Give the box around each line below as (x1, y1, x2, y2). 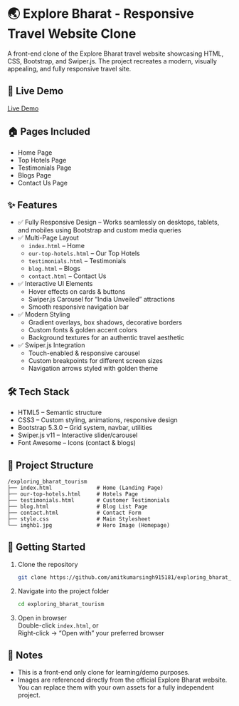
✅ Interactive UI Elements (17, 280, 93, 288)
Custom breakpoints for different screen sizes (28, 357, 164, 365)
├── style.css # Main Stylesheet (7, 516, 152, 523)
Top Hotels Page (17, 155, 67, 164)
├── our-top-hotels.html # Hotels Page (7, 491, 139, 498)
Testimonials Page (17, 163, 72, 172)
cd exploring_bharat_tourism (17, 600, 105, 608)
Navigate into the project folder (17, 586, 110, 595)
